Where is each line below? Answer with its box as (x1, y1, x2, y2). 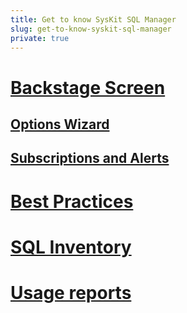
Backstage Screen (10, 76, 166, 99)
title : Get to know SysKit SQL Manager (10, 14, 177, 25)
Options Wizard (10, 116, 110, 133)
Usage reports (10, 281, 132, 304)
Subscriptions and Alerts (10, 150, 170, 167)
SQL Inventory (10, 236, 132, 258)
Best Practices (10, 190, 134, 213)
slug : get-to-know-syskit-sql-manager (10, 24, 172, 34)
